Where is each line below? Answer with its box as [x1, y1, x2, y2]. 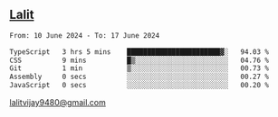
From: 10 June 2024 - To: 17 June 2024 [9, 31, 160, 40]
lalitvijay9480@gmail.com [9, 97, 106, 108]
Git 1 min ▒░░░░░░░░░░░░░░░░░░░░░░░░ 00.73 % [9, 64, 270, 73]
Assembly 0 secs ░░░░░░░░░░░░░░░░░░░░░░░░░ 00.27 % [9, 72, 270, 82]
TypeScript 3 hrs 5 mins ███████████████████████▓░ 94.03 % [9, 47, 270, 57]
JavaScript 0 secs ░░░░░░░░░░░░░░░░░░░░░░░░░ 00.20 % [9, 81, 270, 90]
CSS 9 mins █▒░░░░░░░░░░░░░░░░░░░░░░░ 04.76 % [9, 56, 270, 65]
